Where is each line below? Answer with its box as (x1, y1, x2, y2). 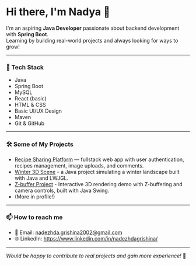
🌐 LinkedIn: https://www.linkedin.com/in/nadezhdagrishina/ (14, 235, 158, 242)
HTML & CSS (14, 102, 46, 109)
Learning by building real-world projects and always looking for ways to (6, 37, 178, 44)
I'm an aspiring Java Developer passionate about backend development (6, 25, 180, 32)
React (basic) (14, 95, 47, 102)
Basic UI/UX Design (14, 107, 62, 114)
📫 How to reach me (6, 213, 63, 221)
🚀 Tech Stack (6, 63, 44, 71)
